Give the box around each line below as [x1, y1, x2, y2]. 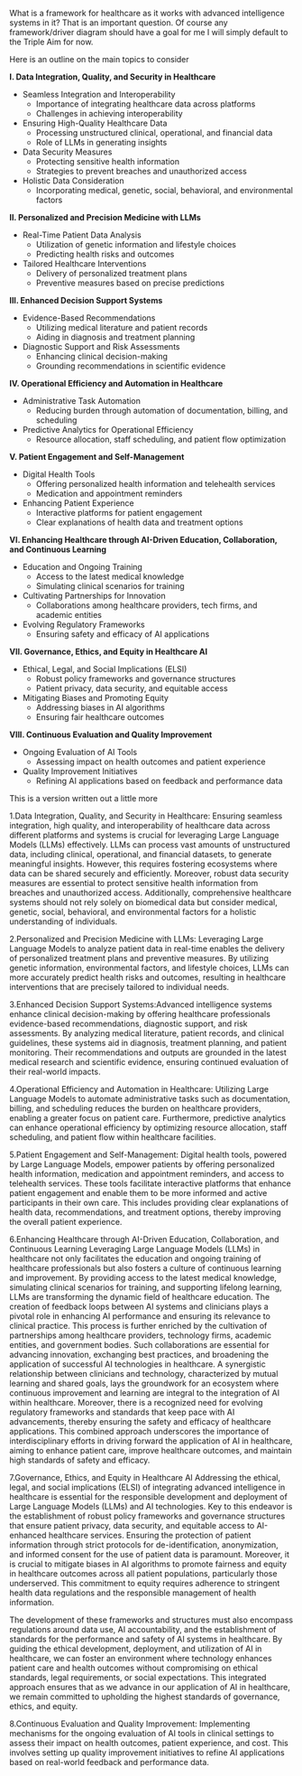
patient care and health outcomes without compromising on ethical [9, 1662, 259, 1673]
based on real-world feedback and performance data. [9, 1757, 210, 1767]
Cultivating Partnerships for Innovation [22, 591, 166, 601]
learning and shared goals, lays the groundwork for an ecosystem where [9, 1378, 279, 1388]
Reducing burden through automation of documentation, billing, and [35, 406, 288, 416]
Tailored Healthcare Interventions [22, 258, 147, 269]
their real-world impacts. [9, 1066, 101, 1077]
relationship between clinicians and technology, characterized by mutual [9, 1369, 279, 1379]
